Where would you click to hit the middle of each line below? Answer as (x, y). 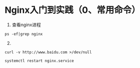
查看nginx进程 (26, 25)
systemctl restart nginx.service (39, 61)
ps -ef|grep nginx (24, 34)
